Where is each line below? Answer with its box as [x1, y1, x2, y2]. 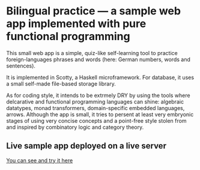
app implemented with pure [6, 17, 147, 31]
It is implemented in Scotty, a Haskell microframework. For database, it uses [6, 74, 194, 81]
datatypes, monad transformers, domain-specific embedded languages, [6, 104, 185, 111]
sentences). [6, 62, 36, 69]
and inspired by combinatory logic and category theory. [6, 123, 144, 130]
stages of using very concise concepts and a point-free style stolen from [6, 117, 187, 124]
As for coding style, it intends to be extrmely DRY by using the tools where [6, 92, 190, 99]
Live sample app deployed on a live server [6, 141, 167, 151]
